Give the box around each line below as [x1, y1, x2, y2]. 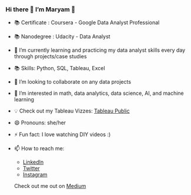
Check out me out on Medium [14, 183, 86, 190]
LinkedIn [22, 158, 44, 166]
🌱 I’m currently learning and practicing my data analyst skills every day [14, 47, 186, 54]
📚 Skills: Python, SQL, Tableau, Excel [14, 65, 105, 72]
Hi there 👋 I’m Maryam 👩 [5, 5, 76, 14]
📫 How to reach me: [14, 145, 65, 152]
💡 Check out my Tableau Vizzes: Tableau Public [14, 107, 130, 114]
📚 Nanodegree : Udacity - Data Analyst [14, 33, 110, 40]
